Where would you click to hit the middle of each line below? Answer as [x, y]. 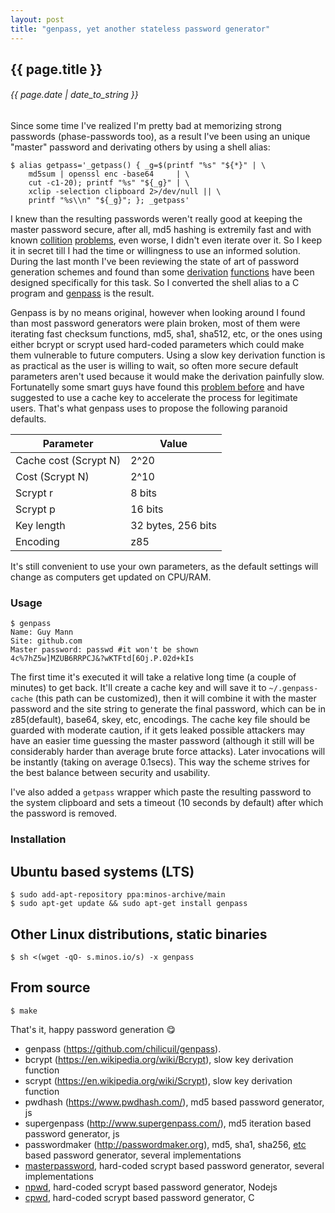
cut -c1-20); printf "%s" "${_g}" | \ [109, 183]
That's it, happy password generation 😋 [93, 1029]
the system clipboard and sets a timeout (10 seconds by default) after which [167, 803]
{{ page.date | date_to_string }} [74, 95]
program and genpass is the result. [82, 293]
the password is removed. [64, 813]
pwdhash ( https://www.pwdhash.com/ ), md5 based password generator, [174, 1102]
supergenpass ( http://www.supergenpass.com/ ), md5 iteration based [168, 1123]
